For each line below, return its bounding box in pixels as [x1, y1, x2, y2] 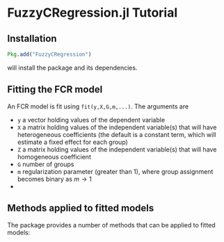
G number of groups [17, 160, 74, 168]
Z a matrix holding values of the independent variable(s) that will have [17, 145, 217, 154]
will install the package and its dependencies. [7, 63, 138, 72]
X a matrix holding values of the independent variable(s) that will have [17, 123, 217, 131]
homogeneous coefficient [17, 152, 92, 161]
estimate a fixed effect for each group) [17, 138, 129, 146]
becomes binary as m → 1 [17, 175, 92, 183]
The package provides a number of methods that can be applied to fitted [7, 220, 216, 229]
